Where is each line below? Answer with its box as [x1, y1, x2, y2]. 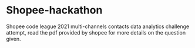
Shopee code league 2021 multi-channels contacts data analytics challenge [6, 23, 190, 30]
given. [6, 35, 22, 42]
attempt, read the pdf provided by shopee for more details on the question [6, 29, 186, 36]
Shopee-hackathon [6, 4, 103, 17]
